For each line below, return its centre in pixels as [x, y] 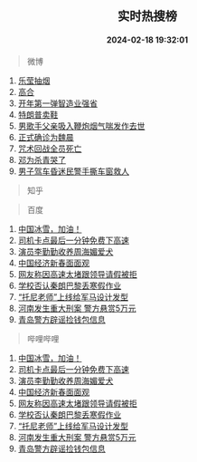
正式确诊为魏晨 [46, 137]
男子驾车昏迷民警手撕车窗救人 [73, 171]
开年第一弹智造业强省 [57, 103]
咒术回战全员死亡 [50, 149]
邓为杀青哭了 [42, 159]
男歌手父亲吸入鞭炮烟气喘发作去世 [81, 126]
